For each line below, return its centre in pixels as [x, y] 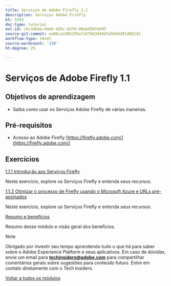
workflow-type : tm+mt [28, 39]
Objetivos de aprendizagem [50, 97]
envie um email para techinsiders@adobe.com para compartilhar [75, 257]
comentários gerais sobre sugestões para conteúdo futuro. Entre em [78, 263]
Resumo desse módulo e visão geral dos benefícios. [60, 227]
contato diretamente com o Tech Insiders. [49, 268]
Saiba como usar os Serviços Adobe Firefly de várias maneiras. [80, 109]
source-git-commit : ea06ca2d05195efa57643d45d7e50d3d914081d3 [73, 34]
